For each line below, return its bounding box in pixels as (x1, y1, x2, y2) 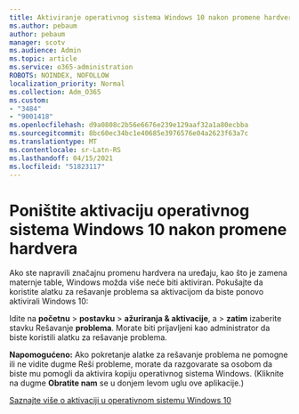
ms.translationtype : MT (9, 137, 98, 146)
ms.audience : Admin (9, 46, 82, 55)
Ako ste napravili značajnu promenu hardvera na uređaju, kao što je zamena (9, 268, 287, 279)
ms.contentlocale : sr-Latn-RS (9, 145, 122, 154)
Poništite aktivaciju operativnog (9, 200, 250, 221)
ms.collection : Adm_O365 (9, 87, 101, 96)
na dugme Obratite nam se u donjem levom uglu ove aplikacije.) (9, 377, 245, 388)
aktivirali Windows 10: (9, 296, 89, 307)
